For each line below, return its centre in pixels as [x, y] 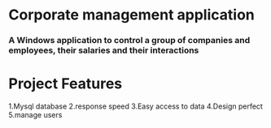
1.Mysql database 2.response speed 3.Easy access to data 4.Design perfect [135, 106]
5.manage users [35, 115]
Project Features [66, 84]
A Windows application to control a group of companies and [129, 41]
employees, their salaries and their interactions [104, 50]
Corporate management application [131, 15]
